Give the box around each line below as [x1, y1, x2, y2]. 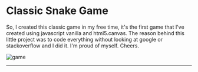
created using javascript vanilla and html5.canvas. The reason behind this [6, 29, 184, 36]
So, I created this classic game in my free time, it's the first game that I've [6, 23, 184, 30]
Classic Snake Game [6, 4, 109, 18]
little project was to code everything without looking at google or [6, 36, 163, 43]
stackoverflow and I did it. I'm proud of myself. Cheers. [6, 42, 140, 49]
